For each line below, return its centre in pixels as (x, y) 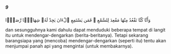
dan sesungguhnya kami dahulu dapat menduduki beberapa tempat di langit (86, 30)
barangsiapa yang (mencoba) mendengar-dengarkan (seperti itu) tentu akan (86, 40)
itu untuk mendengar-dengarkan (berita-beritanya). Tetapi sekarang (77, 35)
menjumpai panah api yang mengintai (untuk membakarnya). (69, 46)
